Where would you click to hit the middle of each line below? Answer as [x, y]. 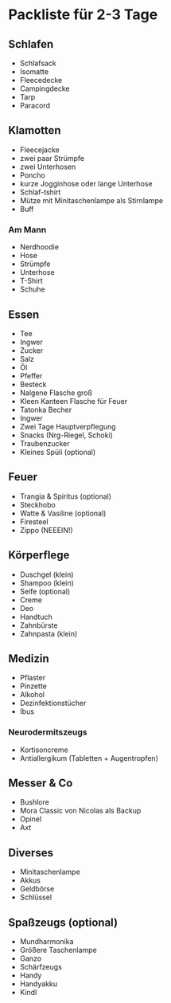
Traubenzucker [45, 443]
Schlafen [31, 44]
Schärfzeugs [41, 967]
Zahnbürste [39, 625]
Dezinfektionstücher [53, 703]
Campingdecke [45, 88]
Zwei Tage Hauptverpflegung [68, 426]
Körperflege [39, 555]
